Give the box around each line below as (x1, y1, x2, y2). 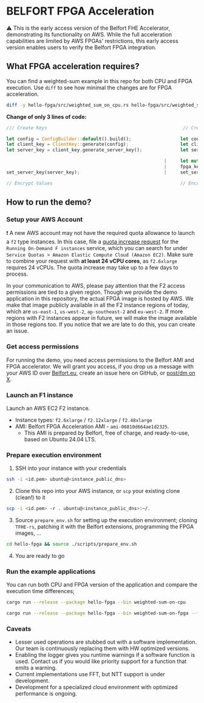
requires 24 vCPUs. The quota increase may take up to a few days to (6, 264, 178, 271)
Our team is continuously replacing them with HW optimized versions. (15, 645, 190, 652)
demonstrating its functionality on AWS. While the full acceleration (6, 30, 172, 38)
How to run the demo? (6, 197, 92, 208)
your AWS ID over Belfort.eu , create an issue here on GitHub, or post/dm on (6, 369, 195, 376)
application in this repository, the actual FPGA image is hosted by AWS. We (6, 295, 194, 302)
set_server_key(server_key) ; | (6, 169, 167, 175)
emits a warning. (15, 664, 57, 671)
